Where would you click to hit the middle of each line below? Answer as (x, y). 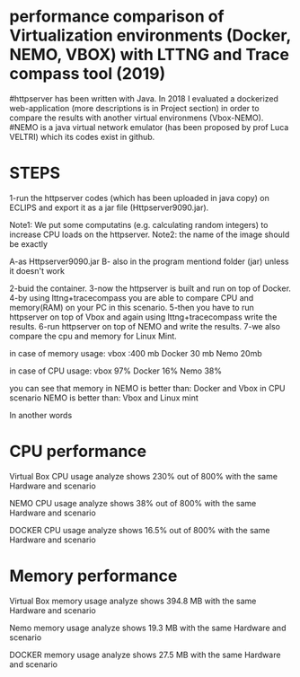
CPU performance (78, 452)
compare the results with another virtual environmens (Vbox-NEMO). (137, 118)
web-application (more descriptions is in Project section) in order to (134, 108)
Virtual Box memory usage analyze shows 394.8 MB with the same (133, 601)
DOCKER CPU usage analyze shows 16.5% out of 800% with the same (140, 530)
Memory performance (93, 576)
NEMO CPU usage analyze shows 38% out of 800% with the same (133, 503)
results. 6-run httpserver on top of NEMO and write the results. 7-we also (145, 326)
